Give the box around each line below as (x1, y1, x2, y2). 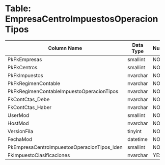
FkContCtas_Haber (7, 104, 52, 110)
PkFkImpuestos (7, 72, 43, 79)
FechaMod (7, 136, 32, 142)
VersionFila (7, 128, 33, 135)
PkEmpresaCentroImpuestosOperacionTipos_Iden (7, 143, 123, 150)
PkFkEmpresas (7, 56, 42, 63)
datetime (127, 136, 148, 142)
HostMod (7, 120, 29, 127)
